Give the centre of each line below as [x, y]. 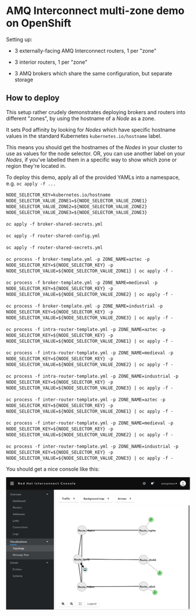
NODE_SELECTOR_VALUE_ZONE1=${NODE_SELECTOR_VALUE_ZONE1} [77, 201]
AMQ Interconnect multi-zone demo [95, 11]
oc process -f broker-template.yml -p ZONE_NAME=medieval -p [82, 283]
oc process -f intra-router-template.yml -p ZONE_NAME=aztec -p [86, 329]
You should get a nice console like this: [53, 469]
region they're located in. [36, 166]
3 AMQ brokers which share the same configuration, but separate [93, 73]
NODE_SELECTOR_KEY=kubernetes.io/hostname [58, 195]
